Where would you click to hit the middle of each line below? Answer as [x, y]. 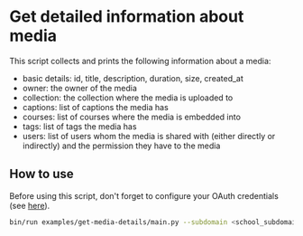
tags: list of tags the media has [79, 126]
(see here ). [30, 205]
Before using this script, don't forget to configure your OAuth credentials [144, 195]
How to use [41, 174]
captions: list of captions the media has [95, 107]
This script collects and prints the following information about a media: [140, 61]
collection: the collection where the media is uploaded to [128, 98]
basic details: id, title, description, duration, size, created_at [133, 78]
